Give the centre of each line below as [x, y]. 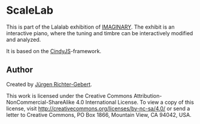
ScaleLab [30, 10]
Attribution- [148, 95]
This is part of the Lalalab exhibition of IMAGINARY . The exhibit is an [90, 27]
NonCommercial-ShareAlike [40, 102]
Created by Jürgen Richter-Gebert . [49, 84]
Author [19, 70]
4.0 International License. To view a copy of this [135, 102]
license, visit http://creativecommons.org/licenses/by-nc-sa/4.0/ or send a [98, 108]
